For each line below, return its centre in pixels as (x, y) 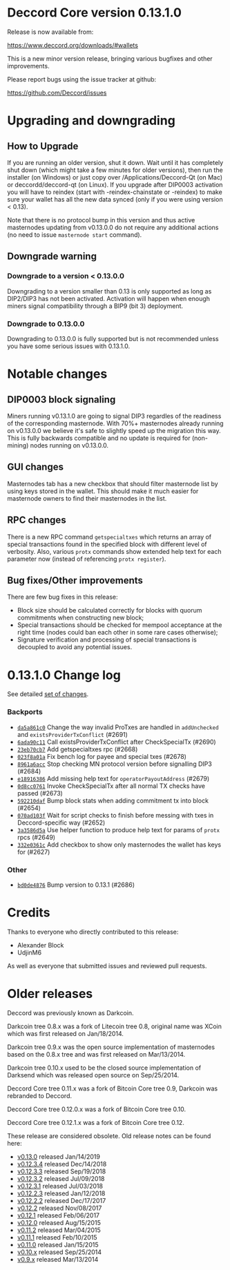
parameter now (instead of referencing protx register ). (87, 559)
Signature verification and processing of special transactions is (107, 639)
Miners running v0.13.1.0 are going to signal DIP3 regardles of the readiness (114, 416)
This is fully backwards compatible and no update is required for (99, 438)
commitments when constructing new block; (80, 618)
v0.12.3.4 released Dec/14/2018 (62, 1164)
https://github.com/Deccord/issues (57, 93)
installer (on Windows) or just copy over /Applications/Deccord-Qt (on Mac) (115, 177)
